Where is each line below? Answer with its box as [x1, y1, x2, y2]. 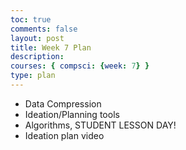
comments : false [10, 24, 78, 34]
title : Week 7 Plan [10, 42, 92, 53]
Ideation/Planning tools [24, 108, 120, 120]
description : [10, 52, 65, 62]
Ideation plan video [24, 129, 105, 141]
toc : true [10, 14, 52, 25]
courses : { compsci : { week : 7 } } [10, 61, 150, 71]
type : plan [10, 71, 56, 81]
